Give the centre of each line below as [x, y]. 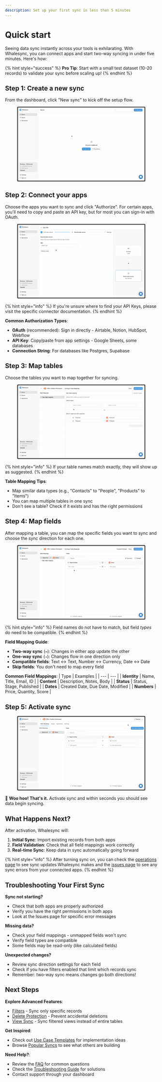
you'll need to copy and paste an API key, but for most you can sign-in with [80, 212]
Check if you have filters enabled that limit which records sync [74, 970]
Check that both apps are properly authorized [58, 906]
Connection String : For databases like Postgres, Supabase [71, 350]
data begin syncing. [25, 804]
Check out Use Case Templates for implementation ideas [69, 1040]
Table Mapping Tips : [26, 481]
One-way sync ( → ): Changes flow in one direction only [66, 656]
